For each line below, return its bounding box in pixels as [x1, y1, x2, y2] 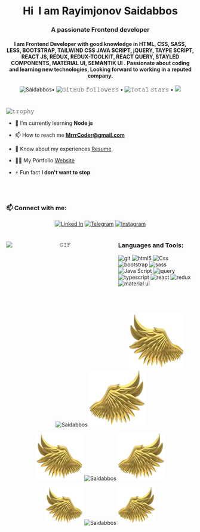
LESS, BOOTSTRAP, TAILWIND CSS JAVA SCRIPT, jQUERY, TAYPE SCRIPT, [6, 47, 195, 54]
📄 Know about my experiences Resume [14, 145, 112, 152]
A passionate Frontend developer [51, 26, 150, 34]
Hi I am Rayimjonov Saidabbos [23, 4, 178, 18]
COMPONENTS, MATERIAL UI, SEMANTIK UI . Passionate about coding [11, 59, 190, 66]
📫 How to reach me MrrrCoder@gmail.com [14, 131, 125, 139]
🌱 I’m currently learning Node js [14, 119, 94, 127]
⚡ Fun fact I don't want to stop [14, 168, 91, 176]
